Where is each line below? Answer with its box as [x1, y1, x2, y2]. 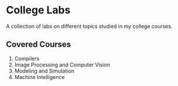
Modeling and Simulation [14, 67, 75, 74]
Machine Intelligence [14, 73, 65, 80]
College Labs [6, 3, 71, 17]
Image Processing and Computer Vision [14, 61, 110, 68]
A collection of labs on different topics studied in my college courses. [6, 23, 173, 30]
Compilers [14, 55, 40, 62]
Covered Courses [6, 40, 71, 49]
